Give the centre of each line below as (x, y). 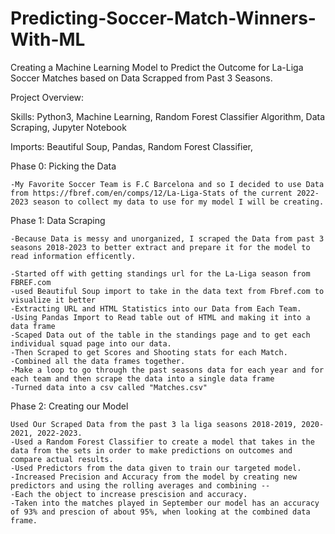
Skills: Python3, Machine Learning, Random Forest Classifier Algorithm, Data (168, 116)
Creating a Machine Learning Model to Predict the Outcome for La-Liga (157, 67)
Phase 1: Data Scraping (58, 220)
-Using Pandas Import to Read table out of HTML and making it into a (160, 317)
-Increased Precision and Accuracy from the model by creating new (154, 477)
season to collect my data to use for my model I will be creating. (178, 202)
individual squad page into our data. (91, 343)
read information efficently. (73, 256)
